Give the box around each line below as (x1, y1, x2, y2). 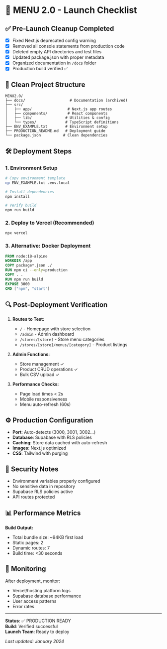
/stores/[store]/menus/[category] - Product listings (19, 342, 128, 348)
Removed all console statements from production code (12, 43, 125, 49)
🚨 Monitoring (5, 565, 46, 573)
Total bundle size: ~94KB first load (12, 534, 83, 540)
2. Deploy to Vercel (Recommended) (5, 219, 94, 226)
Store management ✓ (19, 361, 65, 367)
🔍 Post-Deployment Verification (5, 300, 108, 309)
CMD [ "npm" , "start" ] (5, 286, 50, 291)
